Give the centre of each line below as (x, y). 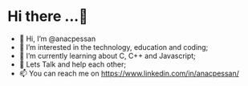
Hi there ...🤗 (48, 16)
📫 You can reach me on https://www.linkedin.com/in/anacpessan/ (129, 73)
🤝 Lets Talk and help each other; (72, 64)
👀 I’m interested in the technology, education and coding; (114, 47)
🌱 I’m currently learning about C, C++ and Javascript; (107, 55)
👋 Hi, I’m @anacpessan (57, 39)
